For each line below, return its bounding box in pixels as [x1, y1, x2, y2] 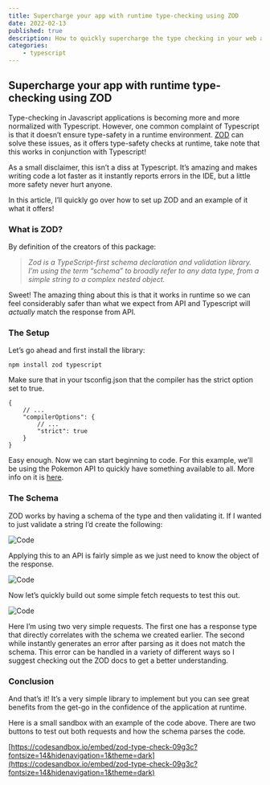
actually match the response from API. [8, 307, 137, 317]
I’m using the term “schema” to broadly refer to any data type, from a [27, 266, 260, 276]
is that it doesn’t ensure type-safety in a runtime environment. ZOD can [8, 129, 244, 139]
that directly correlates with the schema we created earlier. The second [8, 630, 245, 640]
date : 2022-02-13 [8, 19, 67, 27]
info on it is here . [8, 472, 64, 482]
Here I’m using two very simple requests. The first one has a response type [8, 621, 257, 631]
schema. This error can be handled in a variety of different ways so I [8, 647, 235, 656]
